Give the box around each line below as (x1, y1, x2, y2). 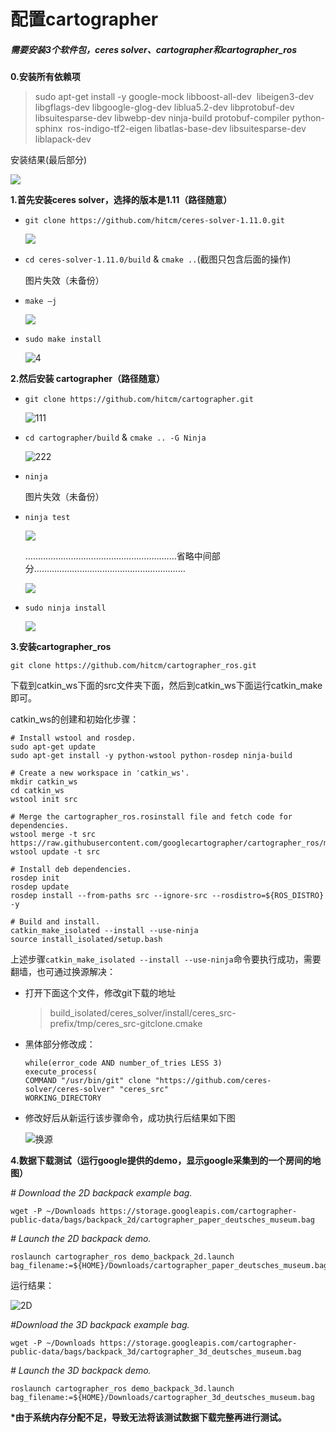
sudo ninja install (24, 603, 107, 614)
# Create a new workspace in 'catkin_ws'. (10, 768, 190, 779)
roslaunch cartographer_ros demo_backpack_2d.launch (10, 1252, 235, 1262)
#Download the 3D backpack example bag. (10, 1319, 190, 1331)
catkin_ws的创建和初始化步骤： (10, 713, 140, 725)
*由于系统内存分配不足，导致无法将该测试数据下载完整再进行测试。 (10, 1411, 287, 1424)
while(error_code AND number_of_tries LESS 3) (24, 1058, 223, 1069)
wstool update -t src (10, 847, 101, 857)
